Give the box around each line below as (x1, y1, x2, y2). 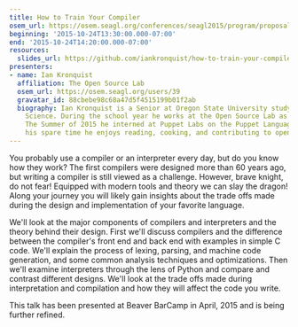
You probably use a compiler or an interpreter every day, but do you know (9, 152, 279, 163)
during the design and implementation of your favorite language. (9, 199, 245, 210)
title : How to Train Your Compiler (9, 12, 141, 22)
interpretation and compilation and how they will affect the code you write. (9, 283, 281, 293)
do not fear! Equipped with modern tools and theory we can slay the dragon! (9, 181, 288, 191)
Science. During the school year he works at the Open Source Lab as (25, 112, 288, 121)
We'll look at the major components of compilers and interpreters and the (9, 216, 277, 227)
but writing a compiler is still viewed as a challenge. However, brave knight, (9, 171, 284, 182)
